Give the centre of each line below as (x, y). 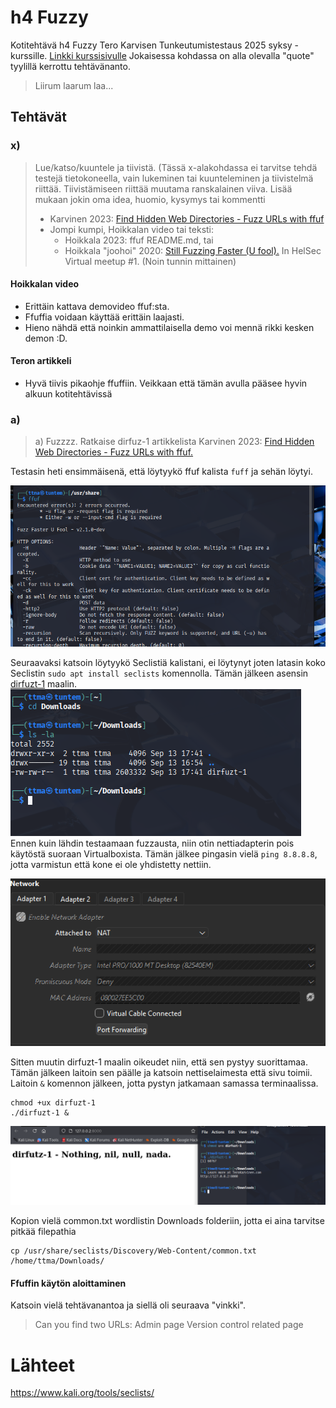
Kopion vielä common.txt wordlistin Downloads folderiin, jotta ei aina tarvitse (167, 1221)
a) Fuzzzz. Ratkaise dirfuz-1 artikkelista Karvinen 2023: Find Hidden (174, 442)
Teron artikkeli (41, 361)
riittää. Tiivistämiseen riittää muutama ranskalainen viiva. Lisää (163, 188)
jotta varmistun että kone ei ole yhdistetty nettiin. (111, 864)
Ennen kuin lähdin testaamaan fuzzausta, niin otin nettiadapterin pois (152, 843)
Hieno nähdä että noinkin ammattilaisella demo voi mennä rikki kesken (169, 327)
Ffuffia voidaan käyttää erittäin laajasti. (104, 317)
